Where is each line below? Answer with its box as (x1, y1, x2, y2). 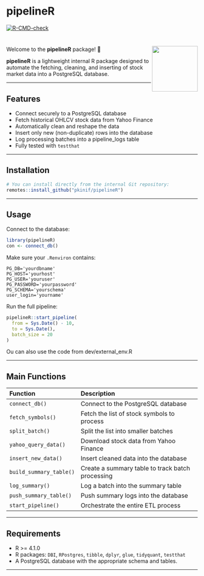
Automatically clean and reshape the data (15, 123, 120, 130)
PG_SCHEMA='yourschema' (6, 287, 67, 293)
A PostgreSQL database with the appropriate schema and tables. (15, 557, 178, 565)
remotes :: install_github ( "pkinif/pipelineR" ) (6, 187, 123, 193)
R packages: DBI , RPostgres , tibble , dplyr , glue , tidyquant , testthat (15, 551, 186, 558)
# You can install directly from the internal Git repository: (6, 181, 170, 188)
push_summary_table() (9, 492, 72, 499)
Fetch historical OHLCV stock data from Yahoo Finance (15, 116, 153, 123)
